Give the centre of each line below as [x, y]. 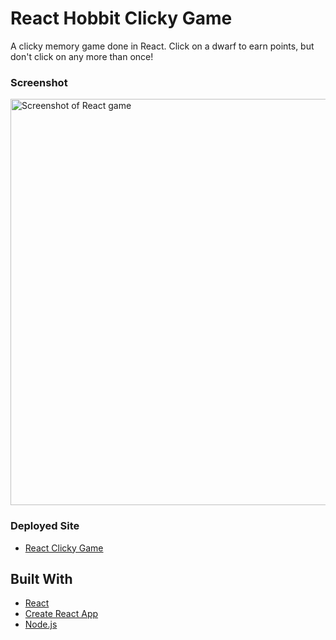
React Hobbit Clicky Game [121, 18]
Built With [41, 578]
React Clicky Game [64, 548]
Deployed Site [45, 526]
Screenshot [39, 82]
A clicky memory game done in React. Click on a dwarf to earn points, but [162, 46]
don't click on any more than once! [82, 56]
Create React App [61, 614]
